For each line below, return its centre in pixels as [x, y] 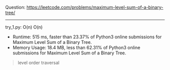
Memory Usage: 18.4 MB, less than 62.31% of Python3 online [76, 48]
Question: [15, 7]
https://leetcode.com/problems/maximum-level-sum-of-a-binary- [95, 7]
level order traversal [38, 63]
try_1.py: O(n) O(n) [24, 27]
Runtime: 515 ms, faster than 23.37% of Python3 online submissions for [87, 37]
